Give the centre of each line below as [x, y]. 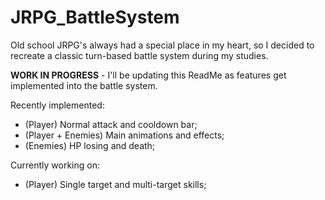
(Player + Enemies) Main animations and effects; [124, 135]
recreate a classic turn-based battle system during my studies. [139, 55]
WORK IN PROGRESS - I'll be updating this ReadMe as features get [148, 75]
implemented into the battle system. [84, 85]
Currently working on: [55, 165]
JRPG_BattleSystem [95, 17]
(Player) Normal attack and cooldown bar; [111, 124]
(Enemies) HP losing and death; [90, 145]
